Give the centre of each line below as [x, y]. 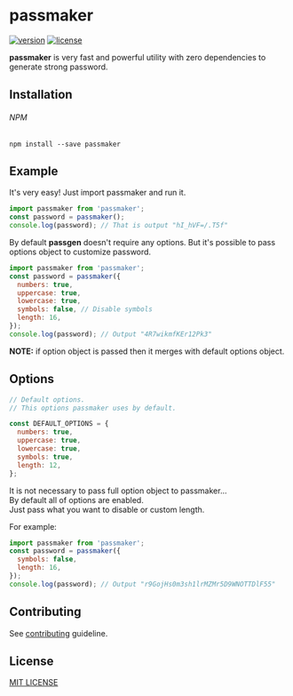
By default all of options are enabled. [76, 500]
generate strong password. [59, 67]
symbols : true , [45, 457]
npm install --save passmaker [65, 144]
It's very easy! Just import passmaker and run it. [98, 193]
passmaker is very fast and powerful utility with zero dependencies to [138, 57]
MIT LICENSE [34, 683]
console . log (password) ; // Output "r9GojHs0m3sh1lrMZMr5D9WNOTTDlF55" [143, 584]
